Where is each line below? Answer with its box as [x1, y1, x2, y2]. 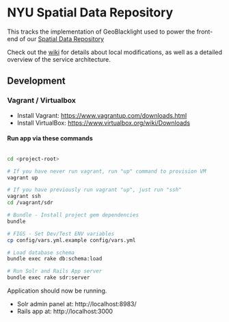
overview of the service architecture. [7, 55, 111, 63]
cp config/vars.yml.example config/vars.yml [7, 236, 136, 244]
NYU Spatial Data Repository [7, 5, 174, 21]
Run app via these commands [7, 134, 94, 143]
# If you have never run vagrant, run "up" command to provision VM [7, 168, 206, 175]
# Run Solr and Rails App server [7, 268, 103, 275]
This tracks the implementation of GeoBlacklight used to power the [7, 27, 196, 36]
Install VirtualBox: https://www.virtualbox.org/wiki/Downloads [16, 119, 190, 127]
